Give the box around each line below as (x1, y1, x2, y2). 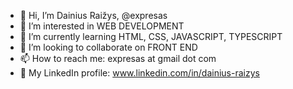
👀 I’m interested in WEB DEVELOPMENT (19, 20, 185, 32)
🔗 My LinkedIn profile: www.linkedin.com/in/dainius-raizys (19, 67, 260, 79)
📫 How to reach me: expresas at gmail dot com (19, 53, 217, 64)
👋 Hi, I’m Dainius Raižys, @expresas (19, 10, 168, 21)
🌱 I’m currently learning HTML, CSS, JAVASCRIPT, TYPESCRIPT (19, 31, 283, 42)
